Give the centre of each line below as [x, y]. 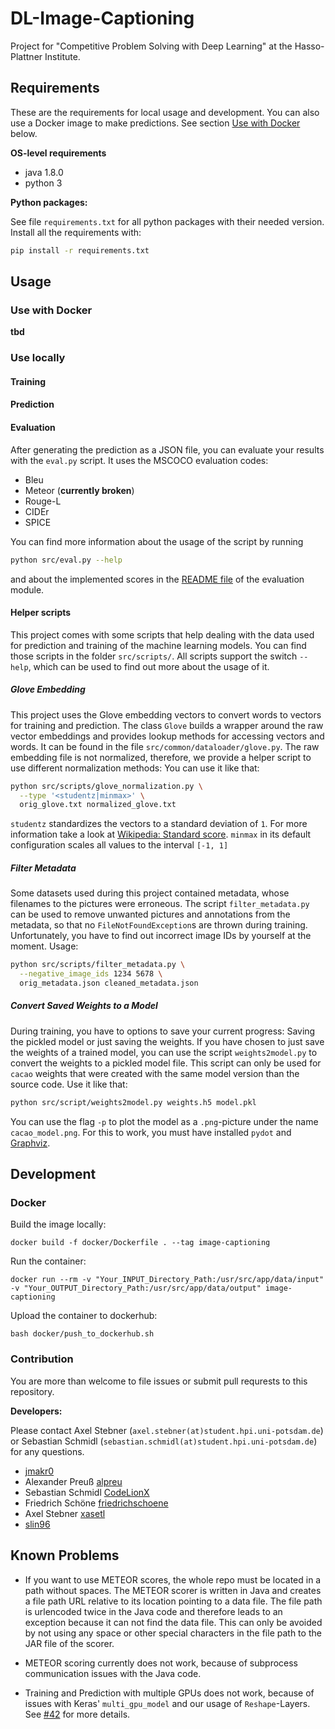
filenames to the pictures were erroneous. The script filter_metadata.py [160, 904]
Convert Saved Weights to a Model [84, 1006]
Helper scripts [41, 613]
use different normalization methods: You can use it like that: [135, 768]
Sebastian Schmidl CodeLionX [87, 1492]
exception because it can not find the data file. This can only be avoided [173, 1622]
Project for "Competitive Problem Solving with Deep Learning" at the [151, 46]
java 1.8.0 [44, 172]
